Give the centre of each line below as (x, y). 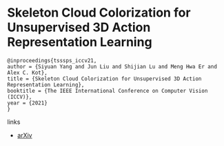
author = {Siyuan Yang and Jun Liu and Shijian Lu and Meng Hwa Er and (112, 66)
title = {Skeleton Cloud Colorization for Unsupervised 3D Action (104, 79)
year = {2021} (28, 103)
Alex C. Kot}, (28, 73)
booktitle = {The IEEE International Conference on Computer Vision (108, 91)
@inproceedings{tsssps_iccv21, (52, 60)
